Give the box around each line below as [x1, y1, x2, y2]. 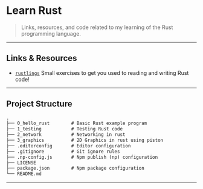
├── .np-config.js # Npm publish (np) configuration [6, 154, 158, 160]
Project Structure [6, 99, 72, 109]
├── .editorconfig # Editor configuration [6, 143, 131, 149]
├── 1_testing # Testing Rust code [6, 126, 123, 132]
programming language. [21, 30, 82, 37]
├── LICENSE [6, 159, 36, 166]
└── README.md [6, 171, 42, 177]
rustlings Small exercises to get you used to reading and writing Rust [14, 69, 189, 76]
